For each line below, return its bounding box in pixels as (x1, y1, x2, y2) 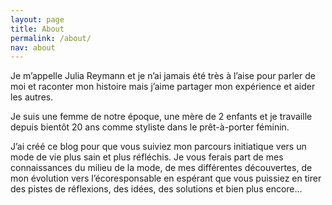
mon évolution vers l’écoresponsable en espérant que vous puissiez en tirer (10, 172, 322, 185)
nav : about (10, 42, 56, 53)
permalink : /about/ (10, 33, 92, 43)
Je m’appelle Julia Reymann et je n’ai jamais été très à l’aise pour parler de (10, 70, 316, 82)
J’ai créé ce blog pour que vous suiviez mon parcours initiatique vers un (10, 141, 307, 153)
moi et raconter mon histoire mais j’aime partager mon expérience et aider (10, 81, 316, 93)
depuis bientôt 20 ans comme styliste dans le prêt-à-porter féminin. (10, 121, 290, 133)
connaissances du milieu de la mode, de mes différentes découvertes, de (10, 162, 313, 174)
